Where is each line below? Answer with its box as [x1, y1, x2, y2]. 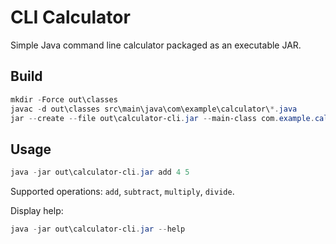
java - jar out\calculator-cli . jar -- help [10, 224, 186, 235]
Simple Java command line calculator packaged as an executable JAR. [10, 39, 302, 51]
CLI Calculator [10, 6, 131, 29]
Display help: [10, 205, 64, 217]
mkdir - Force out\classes [10, 94, 118, 105]
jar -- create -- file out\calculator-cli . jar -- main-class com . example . [10, 113, 315, 123]
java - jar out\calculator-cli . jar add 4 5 [10, 167, 190, 178]
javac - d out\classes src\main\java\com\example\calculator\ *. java [10, 104, 298, 114]
